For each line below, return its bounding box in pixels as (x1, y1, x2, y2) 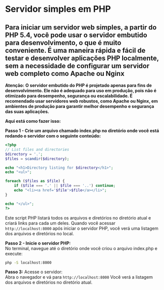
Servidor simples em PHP (5, 3, 111, 15)
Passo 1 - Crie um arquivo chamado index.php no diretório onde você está (5, 128, 159, 134)
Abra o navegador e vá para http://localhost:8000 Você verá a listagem (5, 274, 153, 280)
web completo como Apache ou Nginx (5, 69, 125, 77)
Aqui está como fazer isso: (5, 118, 61, 124)
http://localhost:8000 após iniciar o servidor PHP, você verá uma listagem (5, 225, 159, 231)
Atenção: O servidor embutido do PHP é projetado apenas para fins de (5, 82, 152, 88)
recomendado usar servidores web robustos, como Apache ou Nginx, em (5, 98, 158, 104)
